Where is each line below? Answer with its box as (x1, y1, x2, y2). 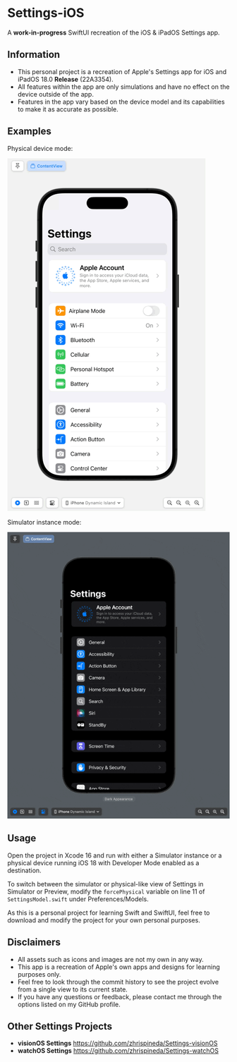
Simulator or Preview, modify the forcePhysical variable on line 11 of (7, 887, 205, 896)
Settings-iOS (7, 5, 85, 21)
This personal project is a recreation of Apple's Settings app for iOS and (17, 67, 227, 75)
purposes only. (17, 970, 61, 978)
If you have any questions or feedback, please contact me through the (17, 992, 222, 1001)
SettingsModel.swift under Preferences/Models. (7, 894, 150, 903)
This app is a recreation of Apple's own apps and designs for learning (17, 963, 220, 971)
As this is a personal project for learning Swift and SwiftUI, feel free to (7, 908, 210, 917)
